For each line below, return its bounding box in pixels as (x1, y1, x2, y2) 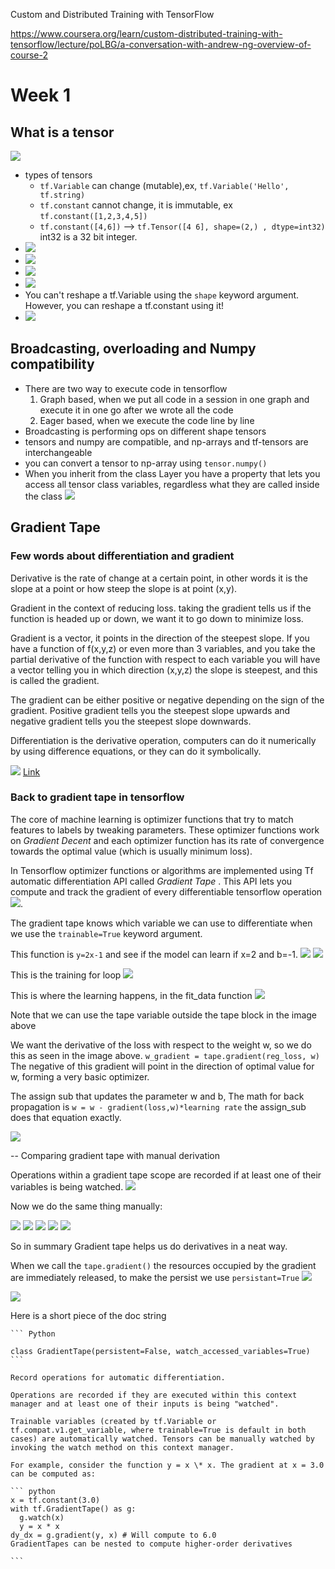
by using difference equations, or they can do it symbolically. (10, 745, 262, 757)
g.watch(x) (19, 1512, 65, 1523)
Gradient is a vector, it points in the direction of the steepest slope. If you (10, 632, 310, 644)
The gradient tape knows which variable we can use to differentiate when (10, 917, 313, 929)
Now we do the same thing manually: (10, 1200, 163, 1212)
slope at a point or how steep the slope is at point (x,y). (10, 582, 238, 594)
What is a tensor (10, 124, 115, 141)
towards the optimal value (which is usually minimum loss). (10, 845, 253, 857)
